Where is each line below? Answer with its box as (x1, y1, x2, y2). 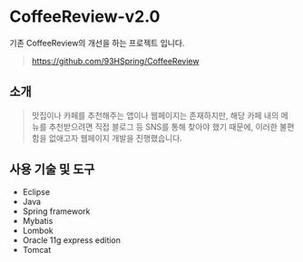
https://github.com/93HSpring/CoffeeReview (31, 55, 200, 66)
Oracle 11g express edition (22, 234, 121, 246)
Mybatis (22, 215, 54, 226)
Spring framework (22, 206, 91, 217)
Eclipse (22, 186, 51, 197)
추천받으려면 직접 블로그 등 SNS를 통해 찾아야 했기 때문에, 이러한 (48, 121, 279, 132)
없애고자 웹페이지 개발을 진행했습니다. (48, 132, 183, 143)
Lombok (22, 225, 54, 236)
